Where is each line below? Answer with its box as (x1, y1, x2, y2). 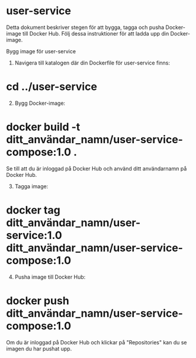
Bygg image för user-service (6, 47, 76, 54)
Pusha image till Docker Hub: (14, 273, 86, 280)
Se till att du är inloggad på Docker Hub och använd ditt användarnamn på (6, 165, 187, 172)
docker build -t (6, 120, 81, 134)
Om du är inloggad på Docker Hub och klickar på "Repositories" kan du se (6, 338, 187, 346)
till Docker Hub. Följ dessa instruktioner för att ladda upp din (23, 30, 169, 37)
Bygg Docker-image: (14, 99, 66, 107)
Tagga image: (14, 182, 49, 190)
